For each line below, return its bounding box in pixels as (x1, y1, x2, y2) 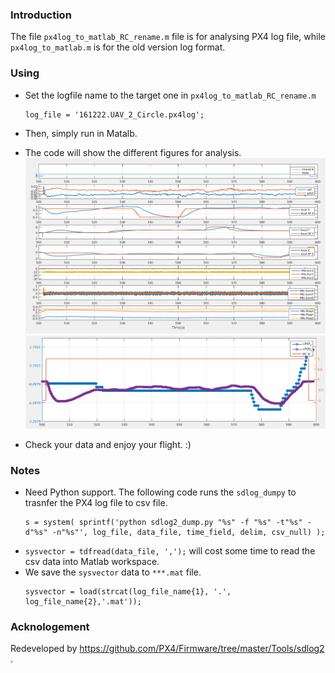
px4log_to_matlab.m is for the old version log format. (10, 41, 226, 53)
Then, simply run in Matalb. (24, 127, 138, 139)
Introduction (10, 8, 72, 22)
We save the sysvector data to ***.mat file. (24, 566, 202, 578)
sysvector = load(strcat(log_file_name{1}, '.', (24, 587, 232, 597)
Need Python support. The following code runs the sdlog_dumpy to (24, 486, 297, 498)
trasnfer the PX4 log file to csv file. (24, 497, 168, 509)
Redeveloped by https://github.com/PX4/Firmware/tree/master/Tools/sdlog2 (10, 643, 325, 655)
